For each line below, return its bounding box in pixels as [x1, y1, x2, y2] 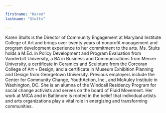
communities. [5, 103, 33, 109]
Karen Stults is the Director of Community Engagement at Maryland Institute [5, 34, 161, 40]
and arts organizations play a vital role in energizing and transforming [5, 98, 148, 104]
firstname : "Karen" [5, 11, 46, 16]
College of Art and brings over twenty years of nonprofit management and [5, 39, 158, 45]
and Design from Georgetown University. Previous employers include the [5, 71, 155, 77]
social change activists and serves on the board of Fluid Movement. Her [5, 87, 153, 93]
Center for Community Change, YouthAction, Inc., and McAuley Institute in [5, 77, 158, 83]
